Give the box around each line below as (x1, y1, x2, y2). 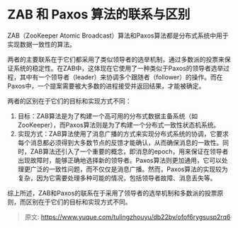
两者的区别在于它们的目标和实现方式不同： (7, 96, 132, 105)
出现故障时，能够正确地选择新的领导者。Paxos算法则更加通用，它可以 (17, 156, 222, 164)
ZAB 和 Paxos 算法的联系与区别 (7, 6, 191, 23)
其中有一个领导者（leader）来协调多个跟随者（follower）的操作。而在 (19, 72, 223, 81)
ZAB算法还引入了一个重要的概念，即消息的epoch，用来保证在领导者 (30, 147, 229, 156)
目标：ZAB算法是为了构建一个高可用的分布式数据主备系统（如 (17, 111, 198, 120)
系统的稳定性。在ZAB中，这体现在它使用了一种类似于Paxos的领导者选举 (13, 64, 224, 72)
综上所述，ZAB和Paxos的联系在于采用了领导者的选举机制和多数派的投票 (7, 188, 217, 197)
